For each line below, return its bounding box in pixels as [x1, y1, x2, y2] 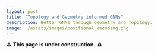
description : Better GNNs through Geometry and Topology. [6, 19, 153, 25]
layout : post [6, 8, 39, 15]
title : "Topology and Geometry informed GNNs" [6, 14, 124, 20]
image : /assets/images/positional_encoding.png [6, 25, 129, 31]
